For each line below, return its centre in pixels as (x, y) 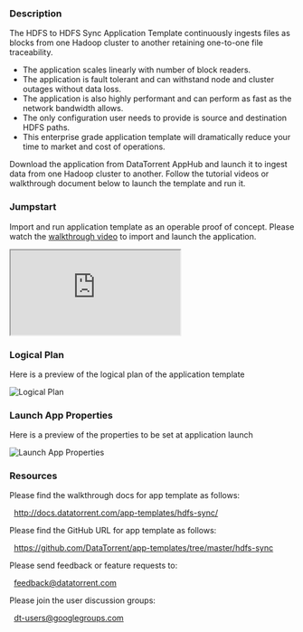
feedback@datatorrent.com (65, 583)
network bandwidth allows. (73, 108)
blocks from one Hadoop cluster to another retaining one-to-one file (137, 42)
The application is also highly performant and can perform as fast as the (157, 99)
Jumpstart (33, 207)
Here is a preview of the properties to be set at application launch (131, 435)
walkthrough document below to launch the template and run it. (128, 184)
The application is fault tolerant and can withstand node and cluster (148, 80)
